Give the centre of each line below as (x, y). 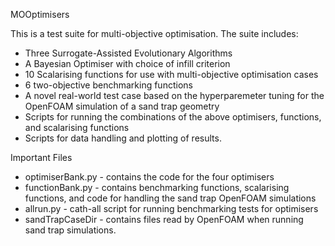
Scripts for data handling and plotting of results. (123, 138)
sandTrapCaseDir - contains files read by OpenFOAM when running (164, 219)
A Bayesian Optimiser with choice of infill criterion (127, 63)
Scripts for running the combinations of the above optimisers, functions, (173, 117)
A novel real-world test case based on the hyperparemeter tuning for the (174, 95)
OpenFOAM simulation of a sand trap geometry (122, 106)
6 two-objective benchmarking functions (108, 85)
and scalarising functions (77, 127)
